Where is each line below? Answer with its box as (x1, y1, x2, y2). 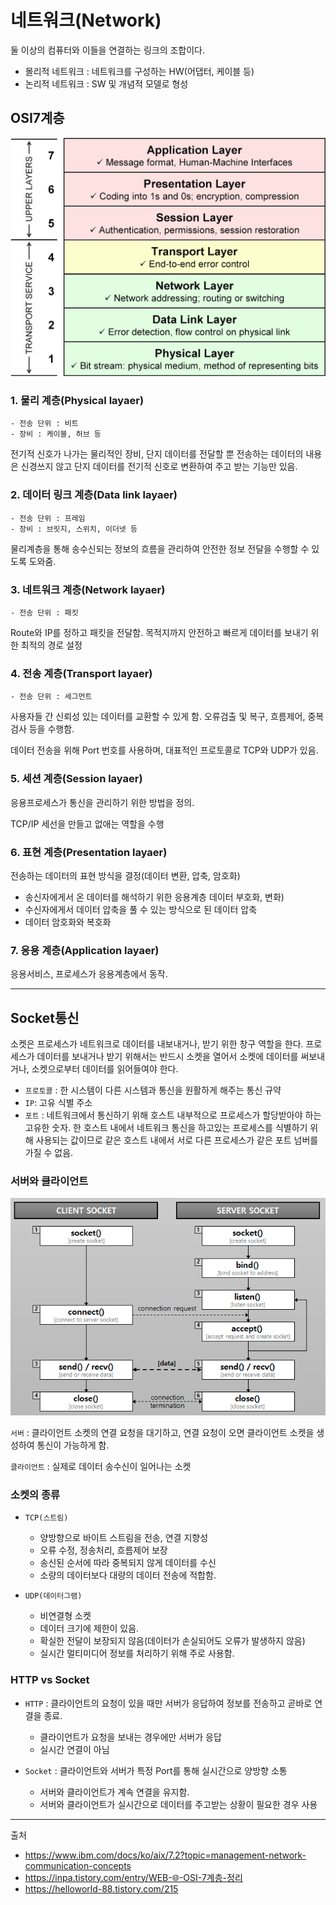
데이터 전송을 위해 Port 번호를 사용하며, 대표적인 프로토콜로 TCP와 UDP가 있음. (10, 744, 319, 756)
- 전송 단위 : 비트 (10, 419, 79, 429)
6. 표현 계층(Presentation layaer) (10, 845, 168, 859)
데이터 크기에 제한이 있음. (39, 1622, 140, 1635)
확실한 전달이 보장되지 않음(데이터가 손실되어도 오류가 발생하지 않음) (39, 1635, 306, 1647)
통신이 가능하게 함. (36, 1439, 110, 1451)
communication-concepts (24, 1859, 132, 1871)
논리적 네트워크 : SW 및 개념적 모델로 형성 (24, 77, 189, 90)
